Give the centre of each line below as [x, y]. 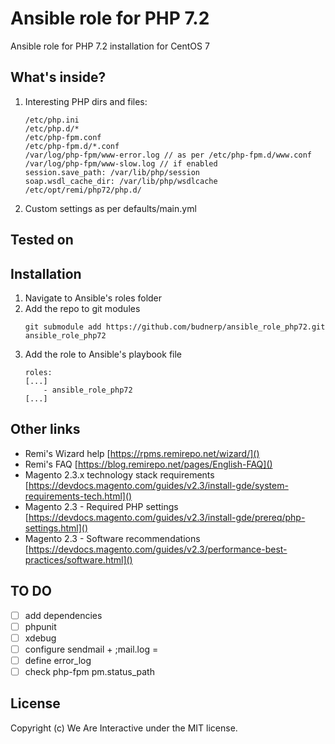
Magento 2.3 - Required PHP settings [101, 506]
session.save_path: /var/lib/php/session [112, 172]
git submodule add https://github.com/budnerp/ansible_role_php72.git [175, 327]
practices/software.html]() [78, 559]
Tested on [42, 240]
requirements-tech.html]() [78, 496]
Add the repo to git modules [82, 308]
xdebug [40, 638]
